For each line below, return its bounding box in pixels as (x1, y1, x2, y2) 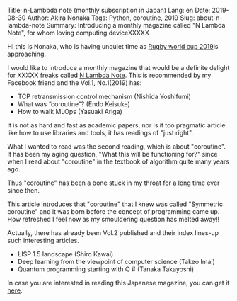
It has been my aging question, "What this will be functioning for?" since (7, 150, 218, 158)
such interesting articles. (7, 237, 79, 244)
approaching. (7, 50, 46, 58)
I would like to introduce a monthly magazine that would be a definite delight (7, 64, 230, 72)
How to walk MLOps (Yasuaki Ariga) (17, 108, 122, 115)
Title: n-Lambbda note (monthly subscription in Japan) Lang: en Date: (7, 6, 211, 14)
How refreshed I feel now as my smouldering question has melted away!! (7, 215, 220, 223)
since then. (7, 186, 40, 194)
